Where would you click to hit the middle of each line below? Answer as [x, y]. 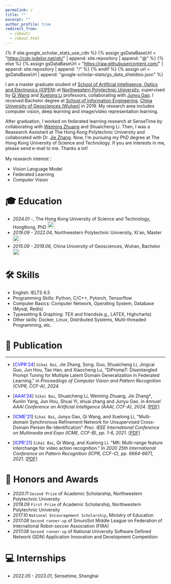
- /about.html [25, 39]
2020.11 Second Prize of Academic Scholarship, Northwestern [77, 493]
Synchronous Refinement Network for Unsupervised [85, 422]
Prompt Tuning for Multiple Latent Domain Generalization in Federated [86, 375]
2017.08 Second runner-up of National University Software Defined [82, 531]
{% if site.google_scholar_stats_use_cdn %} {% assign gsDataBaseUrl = [81, 53]
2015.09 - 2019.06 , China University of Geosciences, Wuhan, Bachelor [87, 246]
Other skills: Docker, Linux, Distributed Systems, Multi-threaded [79, 319]
